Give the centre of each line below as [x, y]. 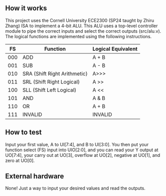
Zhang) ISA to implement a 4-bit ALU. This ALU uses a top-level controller [81, 26]
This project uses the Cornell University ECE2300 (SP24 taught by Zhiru [80, 20]
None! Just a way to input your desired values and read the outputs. [75, 188]
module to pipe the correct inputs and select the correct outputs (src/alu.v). [83, 31]
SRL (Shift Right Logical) [51, 81]
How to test [23, 132]
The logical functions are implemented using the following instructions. [78, 36]
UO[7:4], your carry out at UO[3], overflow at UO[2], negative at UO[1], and [83, 155]
